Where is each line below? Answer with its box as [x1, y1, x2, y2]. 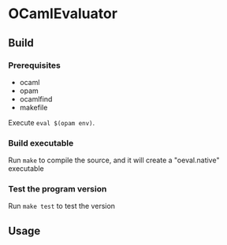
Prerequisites [8, 60, 61, 71]
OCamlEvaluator [8, 5, 118, 23]
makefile [19, 102, 48, 112]
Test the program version [8, 184, 107, 195]
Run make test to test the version [8, 202, 116, 211]
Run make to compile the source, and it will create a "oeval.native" [8, 155, 220, 165]
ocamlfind [19, 94, 53, 103]
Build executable [8, 137, 74, 148]
